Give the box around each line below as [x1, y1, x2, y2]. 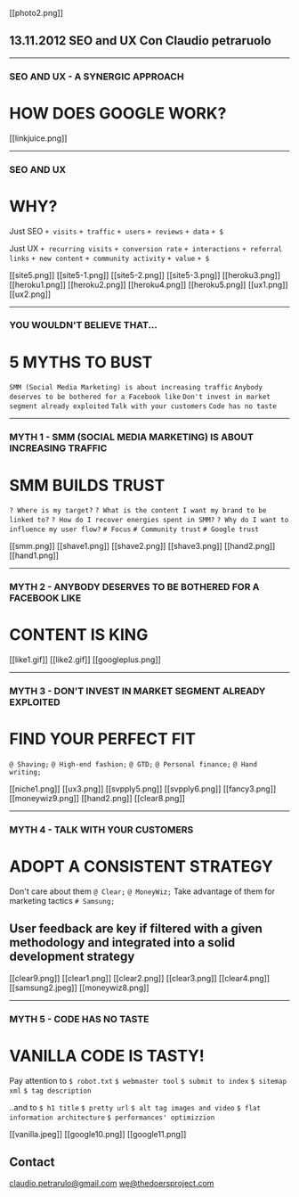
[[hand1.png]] [9, 550, 60, 561]
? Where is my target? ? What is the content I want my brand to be [9, 506, 267, 515]
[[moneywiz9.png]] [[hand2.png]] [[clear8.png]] [9, 792, 185, 803]
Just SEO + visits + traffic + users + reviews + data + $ [9, 225, 224, 236]
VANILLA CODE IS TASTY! [9, 1045, 205, 1066]
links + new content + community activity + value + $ [9, 254, 210, 263]
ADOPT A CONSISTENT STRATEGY [9, 857, 274, 877]
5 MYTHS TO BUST [9, 352, 153, 373]
